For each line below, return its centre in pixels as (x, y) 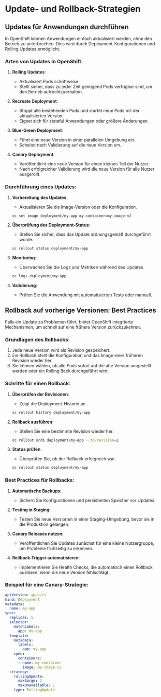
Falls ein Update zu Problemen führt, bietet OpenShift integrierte (69, 322)
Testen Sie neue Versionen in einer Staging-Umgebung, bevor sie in (87, 519)
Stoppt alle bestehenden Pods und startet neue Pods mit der (80, 111)
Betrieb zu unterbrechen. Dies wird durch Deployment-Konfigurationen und (80, 44)
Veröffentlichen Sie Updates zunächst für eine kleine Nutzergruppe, (87, 543)
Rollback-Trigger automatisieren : (46, 557)
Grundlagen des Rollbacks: (37, 340)
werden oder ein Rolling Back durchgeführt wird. (60, 371)
